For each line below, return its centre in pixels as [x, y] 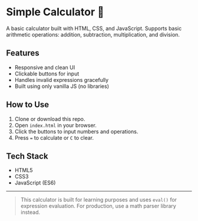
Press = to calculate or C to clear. [54, 137]
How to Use [28, 105]
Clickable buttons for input [47, 74]
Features [23, 53]
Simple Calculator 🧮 [55, 12]
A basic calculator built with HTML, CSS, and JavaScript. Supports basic [94, 28]
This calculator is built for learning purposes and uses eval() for [99, 200]
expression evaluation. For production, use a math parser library [98, 206]
